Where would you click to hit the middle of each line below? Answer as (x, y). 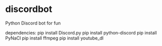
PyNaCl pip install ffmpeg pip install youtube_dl (54, 38)
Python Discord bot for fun (33, 23)
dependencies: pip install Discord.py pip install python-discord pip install (81, 32)
